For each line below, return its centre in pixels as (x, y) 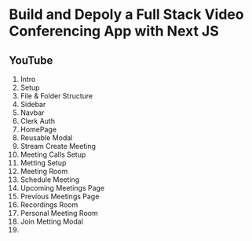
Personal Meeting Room (59, 213)
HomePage (38, 129)
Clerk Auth (38, 121)
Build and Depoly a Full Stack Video (126, 15)
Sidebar (33, 104)
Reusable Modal (46, 138)
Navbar (32, 113)
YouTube (31, 60)
